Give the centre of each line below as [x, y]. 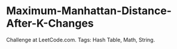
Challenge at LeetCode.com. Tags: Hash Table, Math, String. [81, 40]
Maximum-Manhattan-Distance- [89, 11]
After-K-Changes [50, 23]
